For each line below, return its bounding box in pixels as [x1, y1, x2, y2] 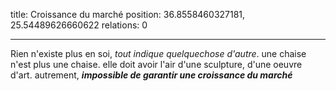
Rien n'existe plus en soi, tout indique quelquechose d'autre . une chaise [10, 48, 307, 59]
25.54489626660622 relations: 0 [10, 19, 148, 31]
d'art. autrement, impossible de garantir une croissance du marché [10, 69, 293, 81]
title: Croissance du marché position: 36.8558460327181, [10, 9, 246, 20]
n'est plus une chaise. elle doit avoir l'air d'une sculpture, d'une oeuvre [10, 59, 303, 70]
